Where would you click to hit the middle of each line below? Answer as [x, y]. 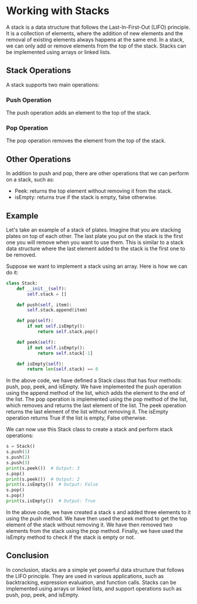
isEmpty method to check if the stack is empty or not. [71, 537]
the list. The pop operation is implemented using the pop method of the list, [97, 399]
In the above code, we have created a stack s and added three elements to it [98, 512]
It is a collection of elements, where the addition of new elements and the [95, 33]
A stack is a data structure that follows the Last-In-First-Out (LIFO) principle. [98, 27]
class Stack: [22, 283]
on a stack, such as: [30, 180]
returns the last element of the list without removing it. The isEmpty [87, 412]
